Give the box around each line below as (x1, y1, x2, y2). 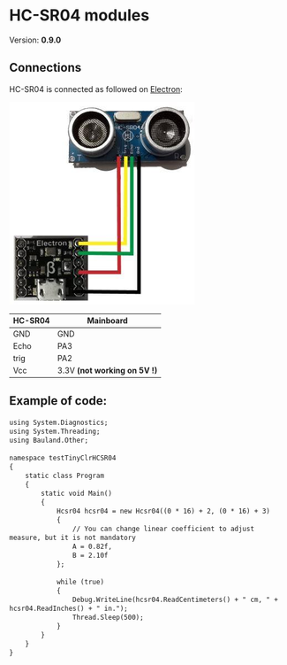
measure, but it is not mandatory (9, 533, 137, 542)
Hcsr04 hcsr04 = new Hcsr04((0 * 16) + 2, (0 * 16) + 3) (56, 506, 271, 515)
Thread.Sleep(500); (72, 613, 144, 622)
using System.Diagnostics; (9, 418, 109, 427)
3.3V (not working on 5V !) (57, 365, 158, 376)
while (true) (56, 577, 104, 586)
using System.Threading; (9, 427, 101, 436)
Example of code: (9, 393, 108, 408)
